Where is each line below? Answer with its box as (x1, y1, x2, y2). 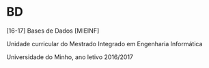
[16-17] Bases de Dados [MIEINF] (6, 27, 100, 35)
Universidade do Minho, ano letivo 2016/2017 (6, 52, 134, 61)
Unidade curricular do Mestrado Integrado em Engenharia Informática (6, 39, 203, 48)
